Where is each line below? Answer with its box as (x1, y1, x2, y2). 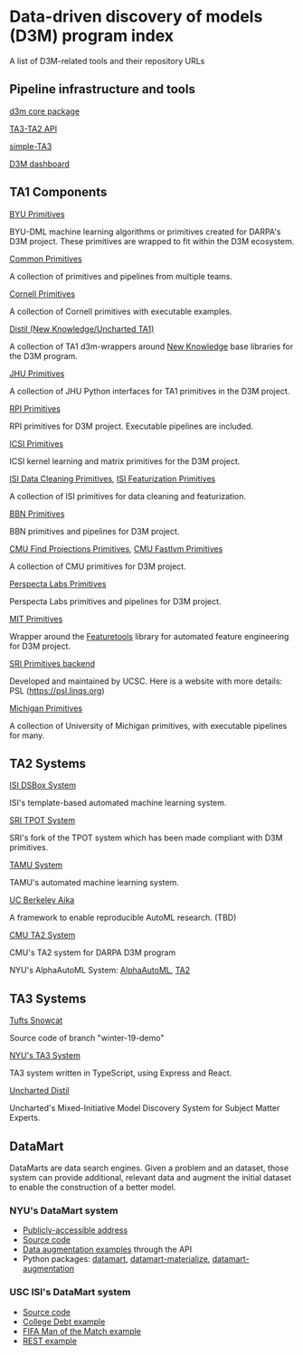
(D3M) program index (9, 25, 175, 46)
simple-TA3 (9, 140, 52, 151)
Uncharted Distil (9, 1085, 70, 1096)
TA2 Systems (9, 755, 87, 771)
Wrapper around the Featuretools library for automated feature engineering (9, 630, 289, 641)
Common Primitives (9, 253, 83, 264)
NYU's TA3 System (9, 1050, 81, 1061)
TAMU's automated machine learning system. (9, 877, 179, 888)
